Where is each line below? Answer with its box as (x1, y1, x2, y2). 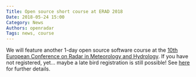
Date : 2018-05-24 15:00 (6, 14, 65, 20)
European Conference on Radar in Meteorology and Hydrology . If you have (6, 53, 188, 60)
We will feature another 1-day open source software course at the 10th (6, 46, 178, 53)
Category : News (6, 19, 44, 25)
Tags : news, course (6, 31, 54, 36)
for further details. (6, 65, 50, 72)
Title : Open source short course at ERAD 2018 (6, 8, 123, 15)
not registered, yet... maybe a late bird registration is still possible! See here (6, 59, 190, 66)
